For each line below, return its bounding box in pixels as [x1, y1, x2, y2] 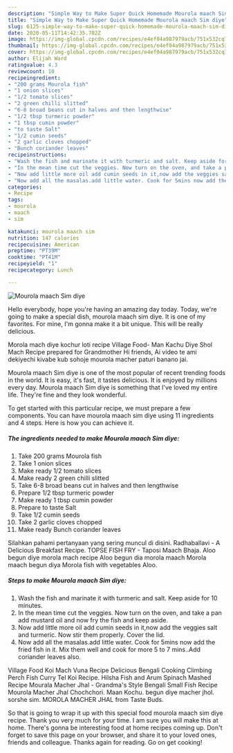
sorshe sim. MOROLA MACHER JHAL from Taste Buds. [8, 695, 165, 703]
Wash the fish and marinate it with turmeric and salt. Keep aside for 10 [17, 593, 218, 602]
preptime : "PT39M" [8, 247, 61, 254]
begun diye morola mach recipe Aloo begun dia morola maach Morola [8, 553, 207, 562]
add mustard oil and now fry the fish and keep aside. [17, 616, 169, 624]
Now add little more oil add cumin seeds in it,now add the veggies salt [17, 623, 218, 631]
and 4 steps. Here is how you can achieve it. [8, 419, 134, 427]
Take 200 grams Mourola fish [17, 452, 102, 460]
